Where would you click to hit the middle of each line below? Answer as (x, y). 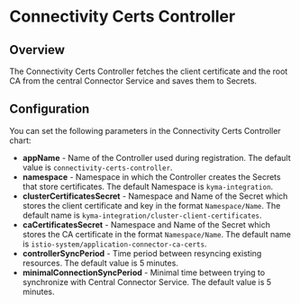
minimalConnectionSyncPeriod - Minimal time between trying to (144, 273)
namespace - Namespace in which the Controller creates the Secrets (151, 176)
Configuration (50, 109)
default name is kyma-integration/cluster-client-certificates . (142, 215)
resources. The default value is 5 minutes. (100, 263)
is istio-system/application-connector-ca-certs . (114, 244)
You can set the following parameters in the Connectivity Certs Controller (145, 130)
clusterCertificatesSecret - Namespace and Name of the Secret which (155, 196)
